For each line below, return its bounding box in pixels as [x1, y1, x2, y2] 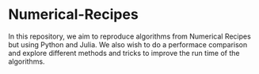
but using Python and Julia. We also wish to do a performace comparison [8, 39, 248, 49]
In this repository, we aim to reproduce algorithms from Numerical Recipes [8, 31, 251, 41]
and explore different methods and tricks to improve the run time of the [8, 48, 240, 57]
